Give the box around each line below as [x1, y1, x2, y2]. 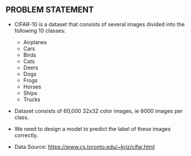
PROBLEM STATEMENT [5, 5, 94, 15]
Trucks [23, 96, 41, 103]
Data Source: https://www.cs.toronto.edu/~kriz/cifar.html [14, 143, 155, 150]
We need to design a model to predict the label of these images [14, 125, 171, 132]
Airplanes [23, 38, 47, 45]
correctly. [14, 131, 38, 139]
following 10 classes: [14, 27, 66, 34]
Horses [23, 83, 41, 90]
